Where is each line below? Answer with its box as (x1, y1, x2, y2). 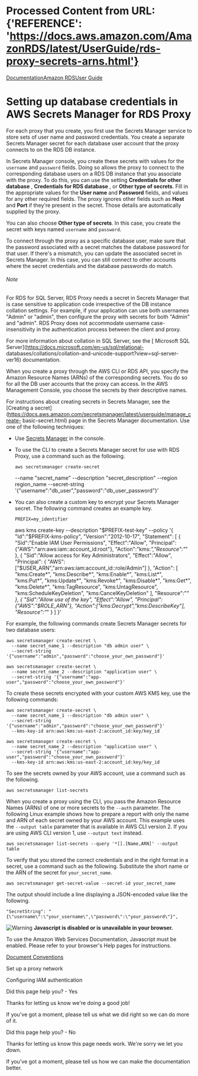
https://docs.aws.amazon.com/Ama (9, 30, 192, 43)
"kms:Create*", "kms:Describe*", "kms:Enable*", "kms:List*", (14, 571, 164, 578)
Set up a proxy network (6, 965, 63, 972)
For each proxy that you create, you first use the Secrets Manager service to (6, 127, 192, 134)
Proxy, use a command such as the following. (14, 452, 125, 460)
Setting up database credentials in (6, 95, 178, 108)
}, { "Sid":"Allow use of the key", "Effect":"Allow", (14, 596, 134, 603)
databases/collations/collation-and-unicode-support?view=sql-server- (6, 350, 179, 357)
